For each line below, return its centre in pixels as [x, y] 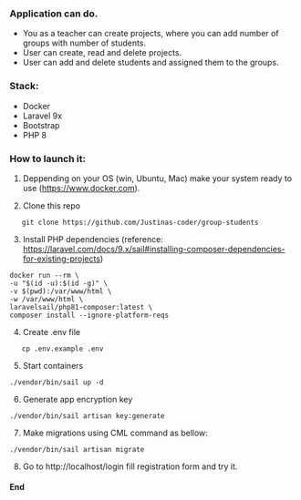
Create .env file [51, 332]
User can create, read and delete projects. [102, 53]
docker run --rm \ [44, 275]
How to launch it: [48, 158]
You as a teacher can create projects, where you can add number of [151, 34]
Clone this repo [51, 205]
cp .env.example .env [62, 349]
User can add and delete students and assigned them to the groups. [151, 63]
